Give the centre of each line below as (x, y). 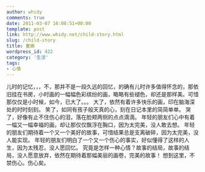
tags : (13, 63)
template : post (26, 29)
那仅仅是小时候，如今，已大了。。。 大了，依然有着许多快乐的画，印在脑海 (98, 102)
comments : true (26, 18)
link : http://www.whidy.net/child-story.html (65, 35)
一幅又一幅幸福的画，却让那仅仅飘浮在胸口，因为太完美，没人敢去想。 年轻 (101, 125)
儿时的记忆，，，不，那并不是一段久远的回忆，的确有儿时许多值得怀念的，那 (100, 87)
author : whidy (24, 12)
